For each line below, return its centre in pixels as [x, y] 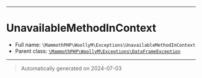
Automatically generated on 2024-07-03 [71, 68]
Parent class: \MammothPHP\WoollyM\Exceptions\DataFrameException [98, 51]
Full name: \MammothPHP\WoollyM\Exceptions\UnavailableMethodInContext [105, 44]
